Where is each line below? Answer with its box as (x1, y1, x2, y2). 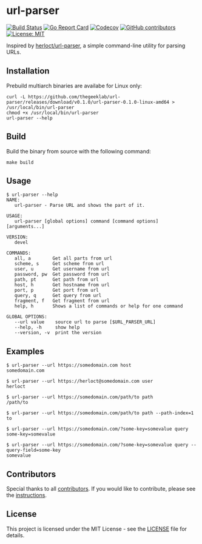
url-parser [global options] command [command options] (14, 218, 159, 224)
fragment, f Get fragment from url (14, 298, 110, 304)
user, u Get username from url (14, 266, 110, 272)
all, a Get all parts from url (14, 255, 113, 261)
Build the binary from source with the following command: (6, 147, 152, 155)
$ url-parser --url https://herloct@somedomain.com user (6, 378, 153, 384)
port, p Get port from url (14, 287, 99, 294)
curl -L (6, 93, 26, 100)
